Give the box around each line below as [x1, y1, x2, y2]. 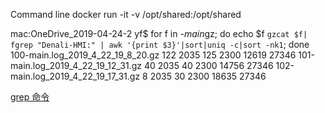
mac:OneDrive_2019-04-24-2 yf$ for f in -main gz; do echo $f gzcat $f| [10, 28, 308, 39]
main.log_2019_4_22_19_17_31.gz [10, 70, 141, 82]
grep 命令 [10, 91, 50, 103]
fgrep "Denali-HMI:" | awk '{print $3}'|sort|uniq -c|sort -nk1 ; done [10, 39, 310, 50]
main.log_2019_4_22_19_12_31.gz [10, 60, 142, 71]
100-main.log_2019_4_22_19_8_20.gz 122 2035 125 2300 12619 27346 [10, 49, 297, 61]
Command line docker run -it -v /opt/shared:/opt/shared [10, 9, 242, 20]
